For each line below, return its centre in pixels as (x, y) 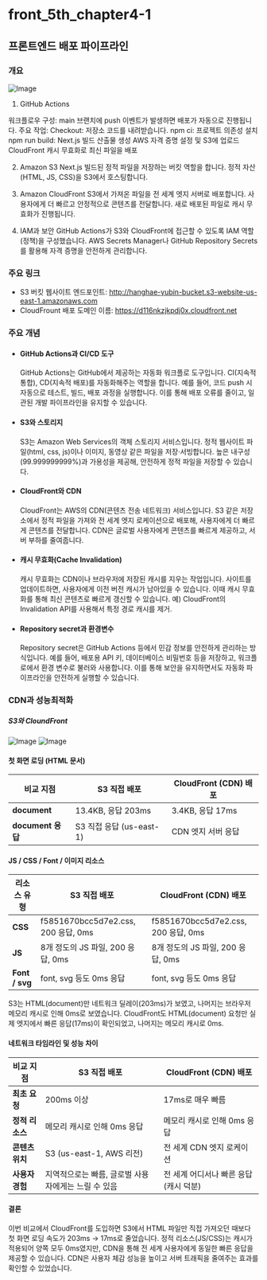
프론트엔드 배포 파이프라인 (68, 46)
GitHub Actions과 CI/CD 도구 (67, 353)
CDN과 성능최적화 (41, 700)
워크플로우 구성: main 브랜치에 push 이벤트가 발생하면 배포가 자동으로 (116, 120)
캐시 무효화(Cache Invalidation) (71, 560)
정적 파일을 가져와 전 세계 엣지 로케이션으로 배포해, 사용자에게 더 (141, 520)
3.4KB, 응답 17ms (204, 811)
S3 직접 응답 (97, 827)
